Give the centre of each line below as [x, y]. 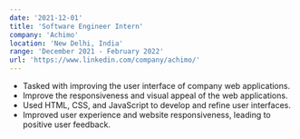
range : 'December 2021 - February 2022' [87, 52]
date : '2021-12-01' [46, 18]
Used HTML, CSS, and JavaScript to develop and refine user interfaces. [157, 105]
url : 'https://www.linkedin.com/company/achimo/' [105, 60]
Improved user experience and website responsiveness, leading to [147, 115]
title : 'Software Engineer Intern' [77, 26]
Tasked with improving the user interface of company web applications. [156, 86]
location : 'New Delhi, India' [67, 43]
